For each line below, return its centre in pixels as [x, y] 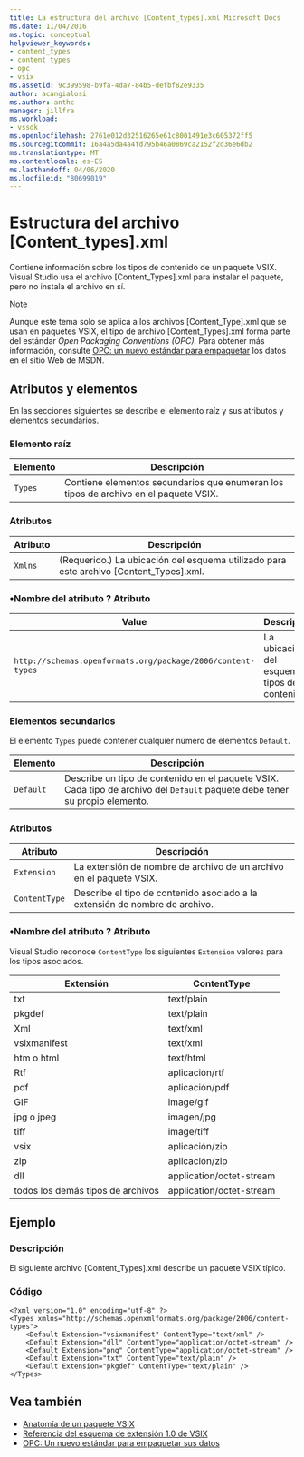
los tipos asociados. [47, 961]
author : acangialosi [48, 93]
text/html [187, 1058]
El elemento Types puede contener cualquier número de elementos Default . [150, 741]
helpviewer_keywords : [50, 43]
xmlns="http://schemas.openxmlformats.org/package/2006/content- [163, 1318]
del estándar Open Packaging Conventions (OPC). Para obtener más [137, 341]
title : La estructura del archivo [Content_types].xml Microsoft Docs [145, 18]
